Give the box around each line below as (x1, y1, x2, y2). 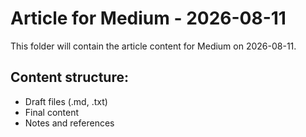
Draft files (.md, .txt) (24, 95, 108, 107)
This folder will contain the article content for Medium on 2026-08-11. (10, 40, 297, 52)
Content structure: (10, 69, 129, 86)
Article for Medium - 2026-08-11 (10, 7, 287, 30)
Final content (24, 106, 80, 118)
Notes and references (24, 117, 115, 129)
